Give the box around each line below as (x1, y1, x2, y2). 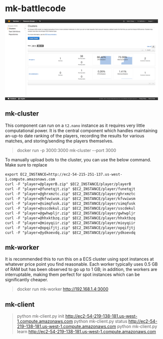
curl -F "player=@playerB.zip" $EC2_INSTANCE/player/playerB (5, 182, 131, 186)
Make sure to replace (5, 162, 48, 168)
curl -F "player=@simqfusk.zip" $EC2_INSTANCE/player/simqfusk (5, 201, 136, 206)
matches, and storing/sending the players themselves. (5, 138, 114, 144)
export (5, 172, 18, 177)
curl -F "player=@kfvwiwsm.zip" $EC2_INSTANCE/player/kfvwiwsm (5, 196, 136, 201)
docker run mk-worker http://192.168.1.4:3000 (16, 286, 109, 292)
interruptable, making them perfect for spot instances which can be (5, 271, 140, 277)
